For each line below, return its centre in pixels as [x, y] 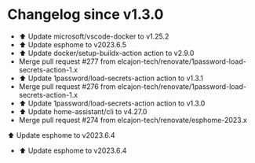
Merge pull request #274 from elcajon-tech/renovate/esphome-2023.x [133, 120]
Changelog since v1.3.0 [86, 15]
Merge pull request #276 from [67, 86]
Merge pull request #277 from [67, 61]
